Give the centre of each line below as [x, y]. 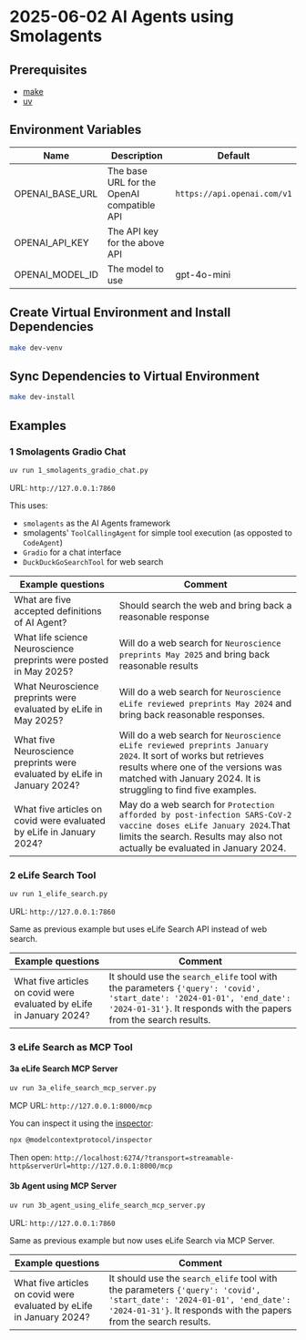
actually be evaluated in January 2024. [203, 847]
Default [234, 155]
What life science [51, 637]
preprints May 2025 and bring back [194, 654]
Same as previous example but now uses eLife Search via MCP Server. [142, 1240]
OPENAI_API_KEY [51, 242]
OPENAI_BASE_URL [56, 193]
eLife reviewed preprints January [194, 745]
